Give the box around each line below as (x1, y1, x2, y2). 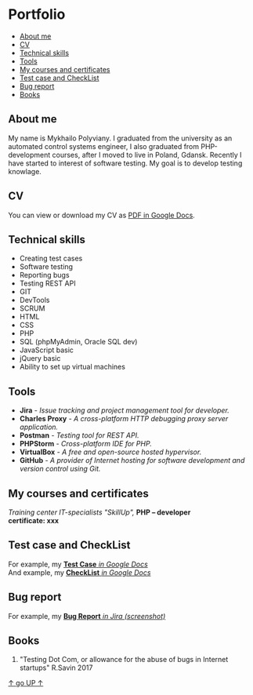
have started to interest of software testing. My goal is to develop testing (8, 158, 243, 168)
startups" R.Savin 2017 (19, 663, 93, 672)
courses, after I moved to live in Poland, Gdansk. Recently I (52, 150, 242, 159)
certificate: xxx (8, 516, 60, 525)
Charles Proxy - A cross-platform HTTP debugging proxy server (19, 414, 229, 424)
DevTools (19, 296, 50, 305)
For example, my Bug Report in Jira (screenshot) (8, 611, 166, 620)
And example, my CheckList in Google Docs (8, 567, 151, 577)
